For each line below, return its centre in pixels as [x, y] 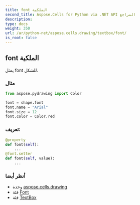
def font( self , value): [30, 158]
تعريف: [13, 129]
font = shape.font [24, 102]
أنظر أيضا [15, 176]
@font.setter [19, 154]
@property [16, 140]
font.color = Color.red [30, 117]
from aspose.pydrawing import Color [43, 93]
